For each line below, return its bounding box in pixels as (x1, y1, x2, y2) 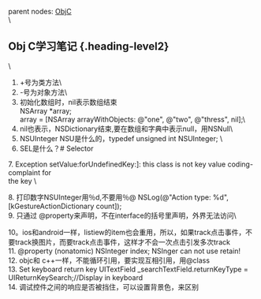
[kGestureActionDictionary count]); (8, 201, 122, 211)
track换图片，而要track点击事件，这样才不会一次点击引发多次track (14, 237, 231, 247)
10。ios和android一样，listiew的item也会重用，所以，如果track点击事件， (8, 227, 246, 237)
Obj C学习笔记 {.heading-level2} (8, 39, 170, 54)
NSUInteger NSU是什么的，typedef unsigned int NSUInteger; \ (19, 133, 223, 143)
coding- (227, 159, 254, 169)
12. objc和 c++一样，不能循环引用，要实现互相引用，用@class (8, 256, 211, 265)
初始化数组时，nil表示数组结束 (19, 97, 117, 107)
